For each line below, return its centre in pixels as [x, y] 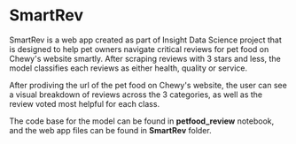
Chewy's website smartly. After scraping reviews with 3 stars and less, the [145, 58]
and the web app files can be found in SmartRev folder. [110, 130]
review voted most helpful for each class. [85, 103]
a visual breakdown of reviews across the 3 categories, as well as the [136, 95]
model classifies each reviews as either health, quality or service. [129, 68]
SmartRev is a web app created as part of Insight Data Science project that [145, 40]
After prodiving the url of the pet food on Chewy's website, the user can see [148, 85]
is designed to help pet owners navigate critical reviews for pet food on [139, 49]
